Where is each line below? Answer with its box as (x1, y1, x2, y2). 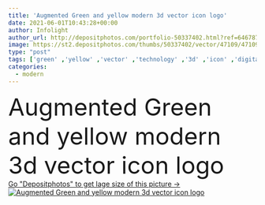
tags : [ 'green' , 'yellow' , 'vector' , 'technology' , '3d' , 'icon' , (8, 56, 235, 64)
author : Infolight (8, 26, 69, 34)
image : (8, 41, 30, 49)
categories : (8, 63, 47, 71)
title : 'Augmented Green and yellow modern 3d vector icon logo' (8, 11, 227, 20)
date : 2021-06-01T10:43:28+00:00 (8, 19, 118, 27)
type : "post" (8, 48, 51, 56)
